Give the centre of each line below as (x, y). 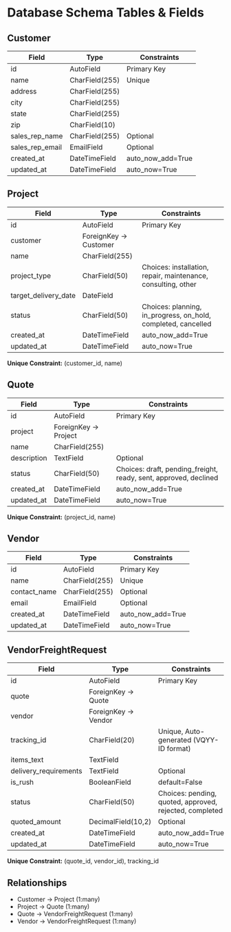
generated (175, 740)
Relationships (37, 883)
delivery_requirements (46, 771)
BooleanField (110, 782)
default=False (180, 782)
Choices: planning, (172, 306)
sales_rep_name (37, 136)
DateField (98, 295)
